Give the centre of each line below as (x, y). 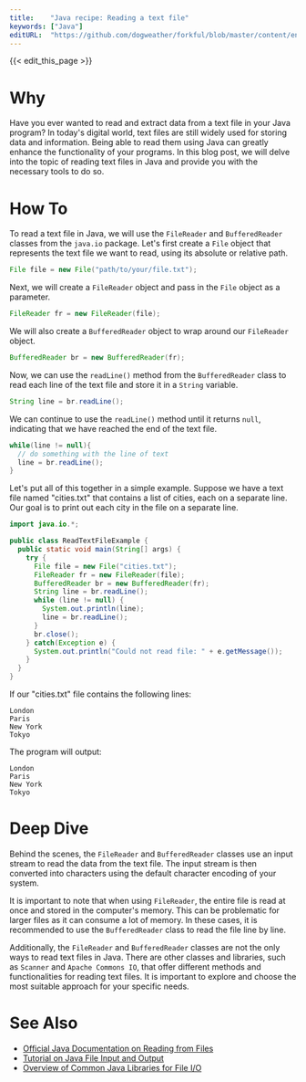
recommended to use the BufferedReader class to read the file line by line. (148, 930)
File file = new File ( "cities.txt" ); (105, 566)
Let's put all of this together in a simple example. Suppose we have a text (147, 488)
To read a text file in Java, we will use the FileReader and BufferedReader (146, 234)
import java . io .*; (44, 525)
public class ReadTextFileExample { (79, 541)
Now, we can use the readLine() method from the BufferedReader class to (148, 374)
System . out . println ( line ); (93, 609)
